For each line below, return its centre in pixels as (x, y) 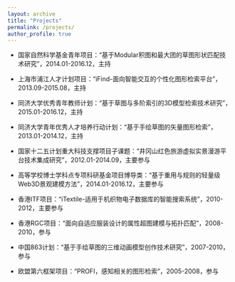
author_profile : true (40, 34)
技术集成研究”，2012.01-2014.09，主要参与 (87, 160)
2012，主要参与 (41, 208)
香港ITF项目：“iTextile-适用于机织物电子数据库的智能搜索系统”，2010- (120, 199)
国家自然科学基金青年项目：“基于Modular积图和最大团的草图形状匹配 (119, 55)
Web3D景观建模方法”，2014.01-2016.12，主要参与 (90, 184)
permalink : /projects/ (41, 27)
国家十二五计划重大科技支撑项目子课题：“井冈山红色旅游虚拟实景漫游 (119, 151)
